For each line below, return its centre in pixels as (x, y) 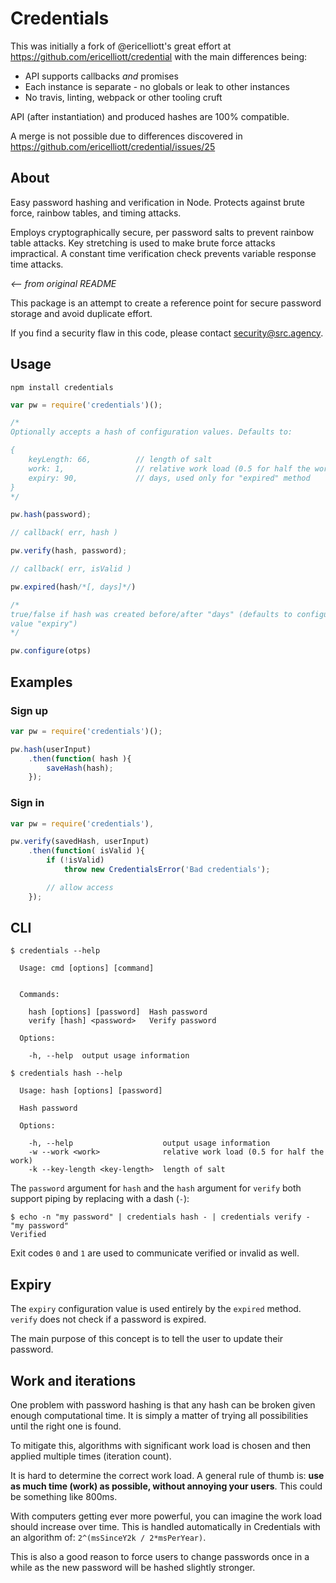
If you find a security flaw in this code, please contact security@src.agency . (167, 333)
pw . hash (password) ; (51, 515)
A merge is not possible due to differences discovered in (126, 136)
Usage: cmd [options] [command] (87, 968)
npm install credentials (62, 387)
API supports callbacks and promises (101, 76)
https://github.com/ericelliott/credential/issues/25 (113, 146)
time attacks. (37, 264)
